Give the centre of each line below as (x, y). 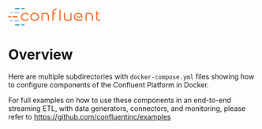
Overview (41, 55)
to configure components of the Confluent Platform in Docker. (109, 85)
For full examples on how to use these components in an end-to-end (120, 100)
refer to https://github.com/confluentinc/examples (90, 116)
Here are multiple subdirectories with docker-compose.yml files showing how (131, 76)
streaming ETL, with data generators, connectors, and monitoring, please (127, 108)
